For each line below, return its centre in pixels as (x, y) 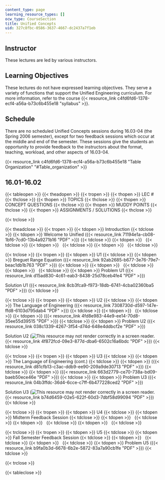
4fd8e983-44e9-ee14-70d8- (111, 316)
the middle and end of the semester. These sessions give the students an (80, 141)
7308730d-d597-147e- (135, 306)
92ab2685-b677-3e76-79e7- (130, 260)
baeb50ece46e (21, 377)
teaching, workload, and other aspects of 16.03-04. (57, 152)
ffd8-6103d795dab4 (26, 311)
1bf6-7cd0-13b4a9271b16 (31, 240)
